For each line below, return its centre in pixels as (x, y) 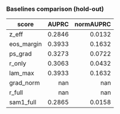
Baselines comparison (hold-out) (55, 9)
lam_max (22, 73)
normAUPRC (93, 24)
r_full (16, 93)
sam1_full (23, 102)
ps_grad (21, 54)
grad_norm (24, 83)
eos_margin (26, 44)
